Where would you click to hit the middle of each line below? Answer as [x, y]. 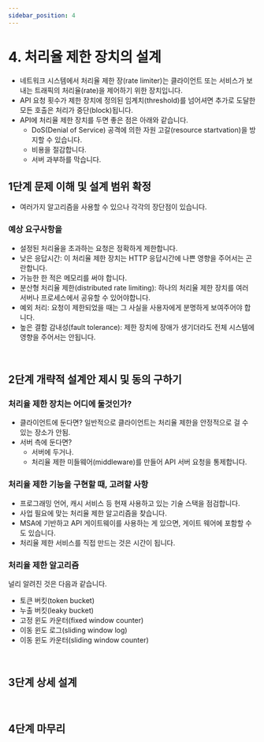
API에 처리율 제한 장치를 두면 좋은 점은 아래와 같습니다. [104, 120]
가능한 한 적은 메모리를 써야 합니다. [73, 278]
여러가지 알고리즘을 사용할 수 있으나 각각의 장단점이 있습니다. [113, 207]
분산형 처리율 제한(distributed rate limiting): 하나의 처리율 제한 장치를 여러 [134, 287]
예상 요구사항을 [35, 230]
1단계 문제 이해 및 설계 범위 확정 [80, 186]
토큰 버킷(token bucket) [57, 600]
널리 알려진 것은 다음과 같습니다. [58, 583]
